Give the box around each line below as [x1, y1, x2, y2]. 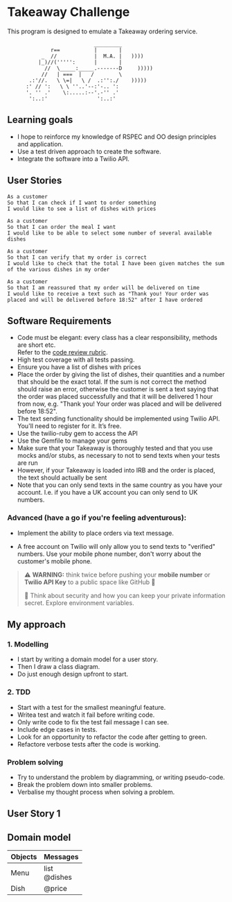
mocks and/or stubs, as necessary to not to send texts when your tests [17, 452, 220, 460]
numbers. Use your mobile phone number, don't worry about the [17, 550, 202, 558]
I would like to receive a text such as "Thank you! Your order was [7, 290, 209, 297]
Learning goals [7, 114, 73, 126]
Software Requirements [7, 315, 112, 327]
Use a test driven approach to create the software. [17, 147, 161, 155]
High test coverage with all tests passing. [17, 355, 135, 364]
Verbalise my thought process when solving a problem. [17, 788, 175, 796]
